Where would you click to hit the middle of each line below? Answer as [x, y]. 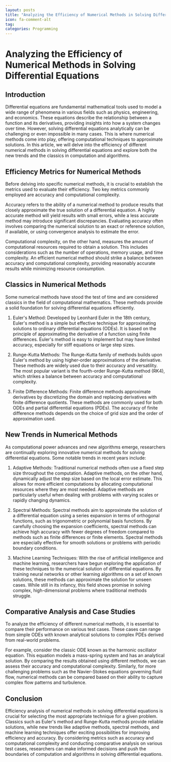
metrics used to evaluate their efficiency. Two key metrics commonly [77, 189]
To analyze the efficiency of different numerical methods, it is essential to [82, 624]
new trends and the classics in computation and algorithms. [68, 155]
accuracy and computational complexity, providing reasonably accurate [80, 263]
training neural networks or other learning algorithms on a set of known [87, 574]
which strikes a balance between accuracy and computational [78, 376]
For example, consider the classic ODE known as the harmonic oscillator [81, 650]
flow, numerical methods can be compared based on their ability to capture [84, 677]
